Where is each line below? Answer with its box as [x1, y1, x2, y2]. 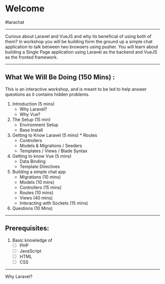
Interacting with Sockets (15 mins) [19, 200, 88, 206]
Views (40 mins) [19, 195, 53, 200]
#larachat [5, 19, 25, 25]
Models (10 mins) [19, 179, 55, 185]
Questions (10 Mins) [12, 205, 53, 211]
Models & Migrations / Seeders [19, 142, 82, 148]
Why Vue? [19, 111, 41, 117]
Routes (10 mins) [19, 190, 54, 196]
